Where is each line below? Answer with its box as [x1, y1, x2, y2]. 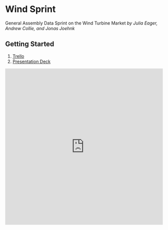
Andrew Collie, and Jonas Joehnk [5, 25, 75, 31]
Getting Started [5, 40, 54, 48]
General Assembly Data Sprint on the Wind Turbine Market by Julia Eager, [5, 20, 158, 26]
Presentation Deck [12, 58, 51, 64]
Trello [12, 53, 24, 59]
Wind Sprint [5, 3, 56, 15]
